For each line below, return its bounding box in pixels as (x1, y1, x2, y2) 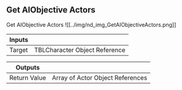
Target (9, 46, 29, 54)
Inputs (9, 35, 29, 44)
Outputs (15, 63, 40, 72)
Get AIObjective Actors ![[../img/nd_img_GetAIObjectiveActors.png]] (6, 21, 177, 28)
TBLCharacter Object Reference (34, 46, 126, 54)
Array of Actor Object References (51, 73, 147, 81)
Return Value (9, 73, 46, 81)
